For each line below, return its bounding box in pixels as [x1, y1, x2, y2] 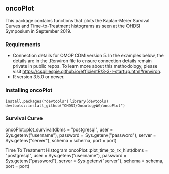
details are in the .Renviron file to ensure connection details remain [12, 58, 152, 64]
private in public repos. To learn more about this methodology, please [12, 63, 158, 69]
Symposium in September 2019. [5, 28, 72, 34]
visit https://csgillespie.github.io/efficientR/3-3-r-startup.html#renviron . [12, 68, 162, 75]
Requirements [5, 40, 41, 48]
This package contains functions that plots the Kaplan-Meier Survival [5, 17, 150, 23]
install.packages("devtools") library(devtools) [5, 99, 109, 104]
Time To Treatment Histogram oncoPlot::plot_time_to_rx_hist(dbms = [5, 147, 148, 153]
